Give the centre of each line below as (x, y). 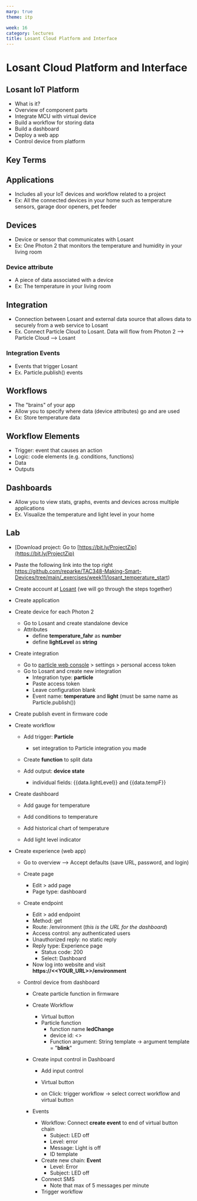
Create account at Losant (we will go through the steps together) (93, 589)
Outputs (24, 469)
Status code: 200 (62, 952)
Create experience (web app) (50, 851)
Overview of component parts (51, 110)
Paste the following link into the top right (64, 565)
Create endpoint (43, 903)
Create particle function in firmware (75, 993)
